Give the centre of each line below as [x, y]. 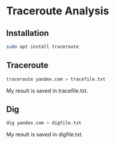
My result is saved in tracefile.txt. [47, 90]
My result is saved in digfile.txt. [45, 134]
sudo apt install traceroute [43, 47]
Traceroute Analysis [58, 11]
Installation [28, 33]
